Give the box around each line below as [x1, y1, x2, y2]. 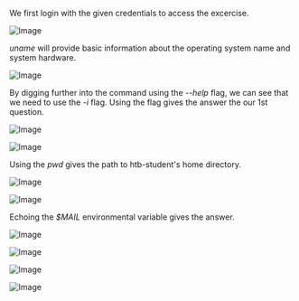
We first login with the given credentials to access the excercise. [9, 8, 250, 18]
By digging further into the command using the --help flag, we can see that [9, 88, 289, 98]
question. [9, 107, 45, 117]
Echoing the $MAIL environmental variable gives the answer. [9, 212, 235, 222]
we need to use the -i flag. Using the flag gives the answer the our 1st [9, 97, 268, 108]
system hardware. [9, 52, 77, 62]
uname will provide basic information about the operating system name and [9, 42, 291, 53]
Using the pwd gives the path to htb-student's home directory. [9, 159, 242, 170]
